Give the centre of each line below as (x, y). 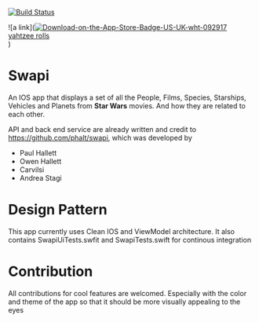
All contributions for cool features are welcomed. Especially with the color (128, 293)
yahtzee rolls (29, 36)
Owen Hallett (40, 161)
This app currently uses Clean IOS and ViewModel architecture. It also (122, 231)
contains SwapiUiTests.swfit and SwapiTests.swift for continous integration (130, 240)
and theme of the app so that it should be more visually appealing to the (124, 302)
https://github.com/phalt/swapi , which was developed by (100, 137)
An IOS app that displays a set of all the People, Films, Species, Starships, (128, 97)
